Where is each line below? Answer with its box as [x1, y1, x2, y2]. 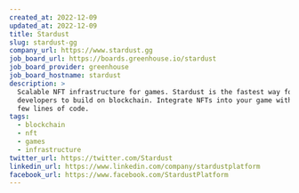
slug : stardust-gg [9, 37, 77, 47]
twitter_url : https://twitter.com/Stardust [9, 153, 174, 163]
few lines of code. [17, 104, 90, 113]
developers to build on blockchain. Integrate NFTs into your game [17, 95, 273, 105]
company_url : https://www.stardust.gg [9, 46, 153, 55]
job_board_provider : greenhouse [9, 63, 129, 72]
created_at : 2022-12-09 [9, 12, 98, 22]
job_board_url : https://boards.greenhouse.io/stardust [9, 54, 217, 63]
